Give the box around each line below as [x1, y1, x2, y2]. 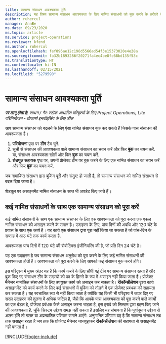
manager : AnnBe [5, 21, 37, 26]
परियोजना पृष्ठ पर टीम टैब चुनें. [12, 141, 60, 147]
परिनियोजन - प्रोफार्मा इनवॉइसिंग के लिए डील [5, 115, 74, 121]
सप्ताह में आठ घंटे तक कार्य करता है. [5, 233, 61, 239]
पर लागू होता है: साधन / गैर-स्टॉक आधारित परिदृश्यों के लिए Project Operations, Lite [5, 109, 146, 115]
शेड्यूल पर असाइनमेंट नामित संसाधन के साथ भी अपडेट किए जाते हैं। [5, 188, 112, 194]
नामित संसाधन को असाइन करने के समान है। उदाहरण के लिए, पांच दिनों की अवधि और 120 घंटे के [5, 221, 157, 228]
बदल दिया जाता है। [5, 178, 36, 184]
